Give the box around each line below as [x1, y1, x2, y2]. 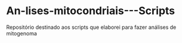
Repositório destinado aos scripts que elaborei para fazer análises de [6, 24, 177, 31]
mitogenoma [6, 29, 38, 37]
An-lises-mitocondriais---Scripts [6, 4, 175, 18]
